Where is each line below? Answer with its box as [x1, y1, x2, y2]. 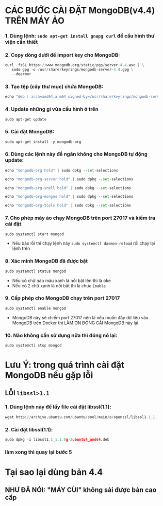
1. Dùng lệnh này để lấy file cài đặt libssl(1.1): [5, 403, 112, 410]
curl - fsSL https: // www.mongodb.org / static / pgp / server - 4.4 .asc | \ [5, 63, 145, 68]
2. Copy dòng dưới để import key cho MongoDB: [5, 52, 120, 58]
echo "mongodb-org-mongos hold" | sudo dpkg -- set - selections [5, 194, 133, 199]
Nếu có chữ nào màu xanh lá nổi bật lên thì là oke [12, 278, 111, 283]
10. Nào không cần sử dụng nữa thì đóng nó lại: [5, 332, 118, 339]
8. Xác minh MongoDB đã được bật [5, 258, 88, 264]
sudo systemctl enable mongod [5, 306, 66, 311]
